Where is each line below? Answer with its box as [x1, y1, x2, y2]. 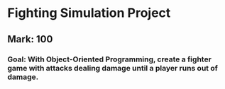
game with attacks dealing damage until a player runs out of [7, 63, 218, 73]
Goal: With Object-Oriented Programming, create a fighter [7, 54, 212, 64]
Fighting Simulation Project [7, 5, 171, 21]
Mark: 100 [7, 33, 53, 45]
